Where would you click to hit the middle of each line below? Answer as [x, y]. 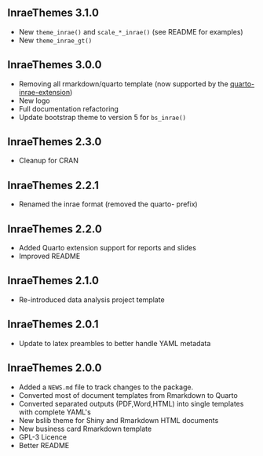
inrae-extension [44, 92]
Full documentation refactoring [69, 108]
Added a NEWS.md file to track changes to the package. [106, 387]
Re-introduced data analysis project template [92, 299]
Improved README [49, 256]
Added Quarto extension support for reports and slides [108, 248]
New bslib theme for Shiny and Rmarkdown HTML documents [119, 420]
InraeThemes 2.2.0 [55, 229]
